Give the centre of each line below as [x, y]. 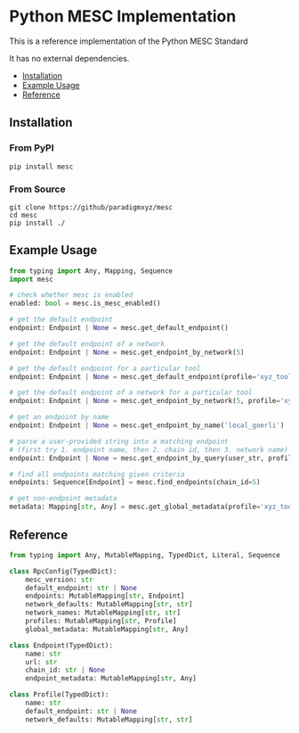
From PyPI [32, 148]
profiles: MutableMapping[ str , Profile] [101, 622]
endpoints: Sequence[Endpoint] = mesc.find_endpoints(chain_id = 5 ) [135, 482]
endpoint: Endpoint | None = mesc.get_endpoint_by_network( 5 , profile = [145, 401]
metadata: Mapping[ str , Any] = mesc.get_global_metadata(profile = [135, 507]
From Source [37, 189]
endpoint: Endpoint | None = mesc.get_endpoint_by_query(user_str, [137, 458]
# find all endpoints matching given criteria [97, 474]
